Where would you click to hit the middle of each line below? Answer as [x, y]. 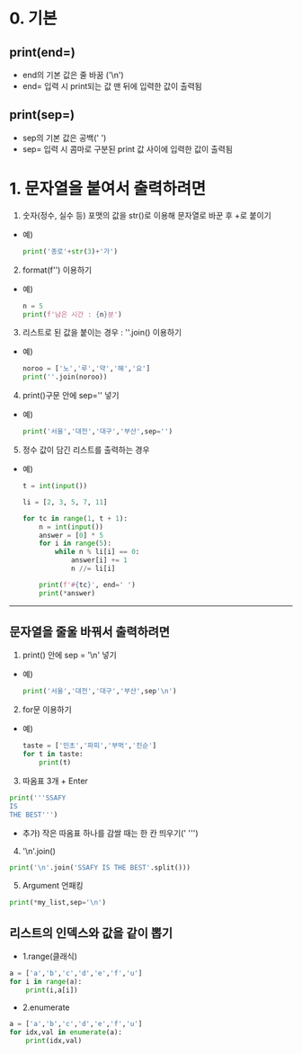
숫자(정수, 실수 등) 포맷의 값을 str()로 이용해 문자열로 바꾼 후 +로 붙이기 [147, 215]
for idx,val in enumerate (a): [66, 1032]
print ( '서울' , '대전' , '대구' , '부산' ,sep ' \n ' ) [99, 692]
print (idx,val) [54, 1041]
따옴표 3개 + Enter [55, 781]
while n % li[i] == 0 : [98, 552]
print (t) [55, 763]
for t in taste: [53, 755]
